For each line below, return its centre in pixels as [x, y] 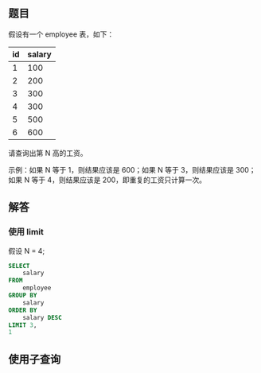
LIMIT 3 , [23, 325]
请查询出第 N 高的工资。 [48, 153]
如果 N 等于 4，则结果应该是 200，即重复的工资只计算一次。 [107, 180]
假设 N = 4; [27, 251]
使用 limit [26, 232]
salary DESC [42, 317]
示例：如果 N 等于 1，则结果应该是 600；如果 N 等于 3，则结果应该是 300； [132, 169]
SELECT [19, 266]
